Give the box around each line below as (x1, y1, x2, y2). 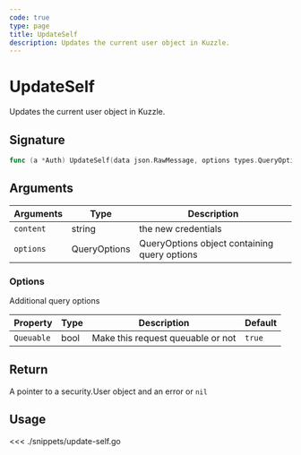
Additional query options (9, 295, 100, 305)
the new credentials (138, 222, 222, 235)
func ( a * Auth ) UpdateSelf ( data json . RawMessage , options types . (9, 156, 258, 165)
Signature (9, 132, 65, 148)
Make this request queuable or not (91, 331, 236, 344)
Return (9, 362, 48, 377)
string (71, 222, 96, 235)
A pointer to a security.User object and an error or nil (9, 386, 208, 397)
